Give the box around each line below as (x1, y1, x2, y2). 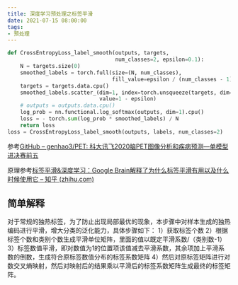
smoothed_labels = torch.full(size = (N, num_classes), (20, 69, 182, 76)
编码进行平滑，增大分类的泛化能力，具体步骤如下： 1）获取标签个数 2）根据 (7, 226, 229, 235)
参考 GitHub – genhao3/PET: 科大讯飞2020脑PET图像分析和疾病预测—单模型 (7, 142, 229, 151)
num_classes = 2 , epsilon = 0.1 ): (115, 56, 204, 64)
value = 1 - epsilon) (98, 95, 157, 103)
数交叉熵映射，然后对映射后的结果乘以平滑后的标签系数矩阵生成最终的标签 (7, 262, 225, 270)
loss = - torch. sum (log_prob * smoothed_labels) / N (20, 115, 179, 122)
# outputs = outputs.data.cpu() (20, 102, 115, 110)
